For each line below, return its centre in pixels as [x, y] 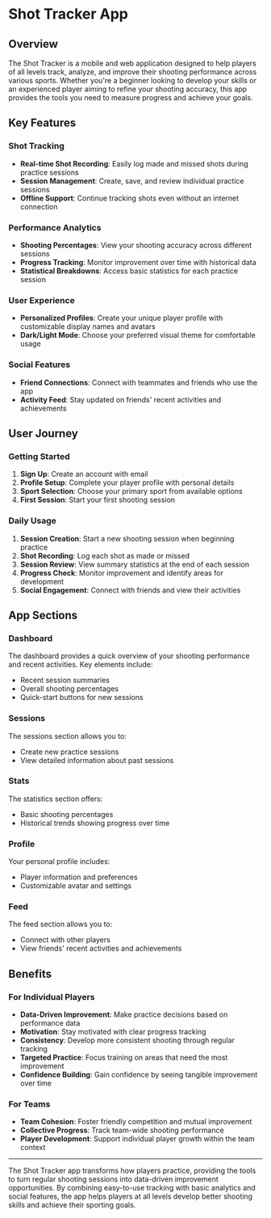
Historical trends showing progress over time [95, 823]
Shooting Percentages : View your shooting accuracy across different [136, 245]
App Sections [43, 615]
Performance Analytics [55, 227]
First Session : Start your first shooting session [98, 500]
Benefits [30, 974]
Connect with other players [65, 940]
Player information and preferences [79, 877]
